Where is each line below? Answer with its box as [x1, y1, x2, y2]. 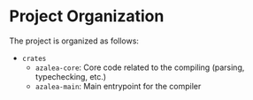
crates [21, 54, 47, 63]
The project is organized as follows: [9, 35, 140, 46]
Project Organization [9, 6, 165, 27]
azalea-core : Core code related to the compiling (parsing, [34, 62, 245, 73]
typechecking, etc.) [34, 71, 107, 81]
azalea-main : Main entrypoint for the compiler [34, 81, 202, 91]
